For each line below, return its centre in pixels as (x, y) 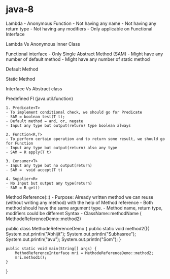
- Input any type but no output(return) (49, 165)
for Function (20, 143)
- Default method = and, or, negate (44, 121)
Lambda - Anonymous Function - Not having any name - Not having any (81, 23)
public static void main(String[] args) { (51, 249)
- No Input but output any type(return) (49, 183)
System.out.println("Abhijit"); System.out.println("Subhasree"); (71, 234)
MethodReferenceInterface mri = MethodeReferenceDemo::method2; (84, 253)
